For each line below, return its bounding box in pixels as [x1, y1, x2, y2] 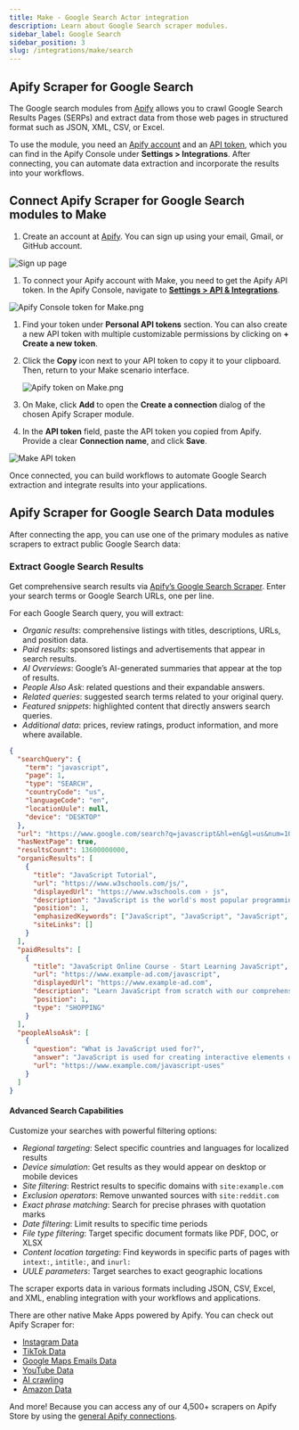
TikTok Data [21, 1345, 67, 1356]
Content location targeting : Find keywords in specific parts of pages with [21, 1246, 291, 1257]
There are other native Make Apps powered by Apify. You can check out [9, 1310, 274, 1320]
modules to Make [9, 207, 107, 223]
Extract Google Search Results [9, 561, 144, 573]
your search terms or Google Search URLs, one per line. [9, 590, 214, 601]
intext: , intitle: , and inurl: [21, 1256, 132, 1267]
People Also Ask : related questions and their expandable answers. [21, 681, 265, 692]
